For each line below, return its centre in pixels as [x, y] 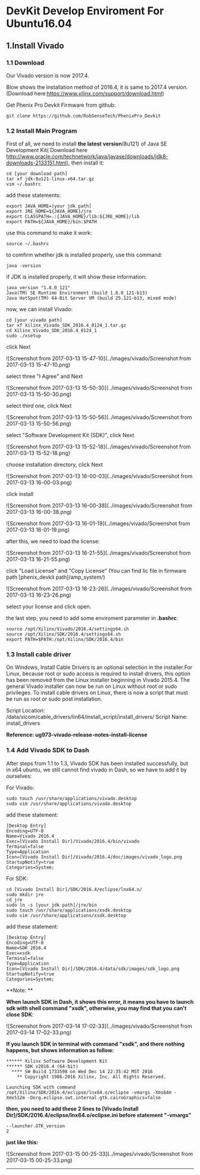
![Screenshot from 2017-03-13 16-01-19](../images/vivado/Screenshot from [98, 523]
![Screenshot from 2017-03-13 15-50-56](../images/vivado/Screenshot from [99, 417]
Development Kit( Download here [47, 150]
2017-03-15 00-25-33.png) [39, 1160]
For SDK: [17, 878]
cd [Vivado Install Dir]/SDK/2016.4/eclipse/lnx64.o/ [74, 889]
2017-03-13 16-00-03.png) [39, 483]
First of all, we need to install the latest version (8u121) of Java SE [87, 144]
